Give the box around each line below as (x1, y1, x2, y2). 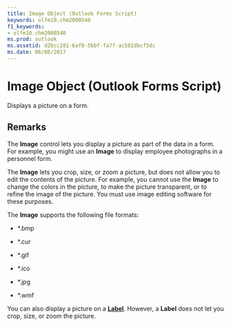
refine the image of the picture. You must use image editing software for (7, 189, 212, 198)
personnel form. (7, 154, 53, 162)
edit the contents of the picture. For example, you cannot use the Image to (7, 175, 219, 183)
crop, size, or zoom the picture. (7, 312, 97, 320)
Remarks (7, 122, 47, 133)
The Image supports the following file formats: (7, 210, 139, 218)
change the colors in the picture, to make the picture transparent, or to (7, 183, 208, 191)
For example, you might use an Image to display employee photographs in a (7, 147, 223, 156)
